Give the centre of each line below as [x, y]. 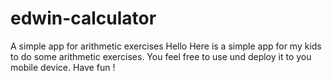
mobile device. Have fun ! [63, 67]
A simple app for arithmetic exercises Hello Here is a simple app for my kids [166, 46]
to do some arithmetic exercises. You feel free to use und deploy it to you [161, 56]
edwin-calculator [83, 18]
